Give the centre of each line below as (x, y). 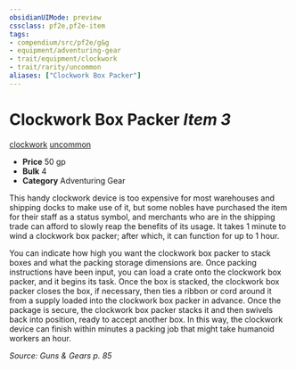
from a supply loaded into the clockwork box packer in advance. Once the (145, 300)
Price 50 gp (44, 161)
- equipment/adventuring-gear (66, 51)
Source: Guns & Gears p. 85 (61, 355)
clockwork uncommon (50, 144)
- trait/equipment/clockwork (63, 59)
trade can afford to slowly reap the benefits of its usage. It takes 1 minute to (148, 226)
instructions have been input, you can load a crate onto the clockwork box (145, 272)
